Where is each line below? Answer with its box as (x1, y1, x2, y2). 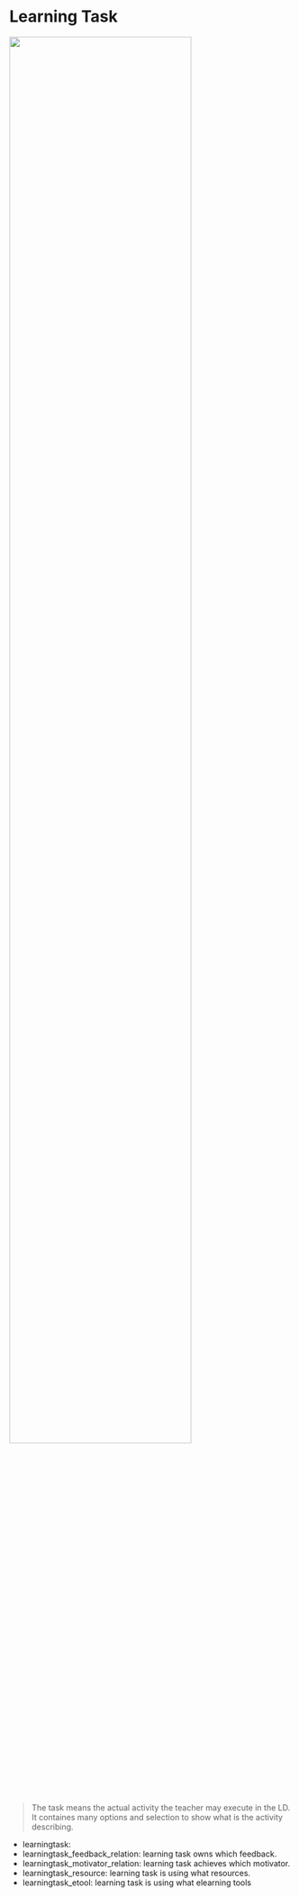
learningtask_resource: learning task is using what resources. (22, 1867, 250, 1878)
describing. (31, 1821, 74, 1832)
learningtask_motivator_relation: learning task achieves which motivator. (22, 1857, 291, 1868)
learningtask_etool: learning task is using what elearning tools (22, 1877, 252, 1888)
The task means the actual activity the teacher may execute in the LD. (31, 1801, 291, 1813)
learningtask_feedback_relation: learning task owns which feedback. (22, 1848, 277, 1859)
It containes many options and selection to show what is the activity (31, 1811, 284, 1822)
